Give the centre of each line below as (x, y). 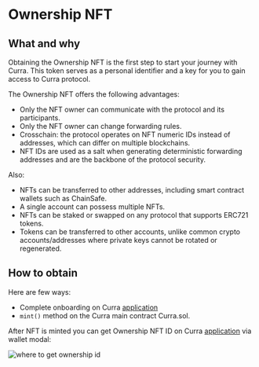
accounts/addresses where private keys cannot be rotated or (118, 240)
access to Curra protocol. (49, 79)
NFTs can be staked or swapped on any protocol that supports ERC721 (134, 215)
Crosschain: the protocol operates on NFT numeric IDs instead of (125, 134)
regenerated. (40, 248)
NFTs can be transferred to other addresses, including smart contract (132, 190)
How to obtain (43, 273)
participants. (40, 118)
